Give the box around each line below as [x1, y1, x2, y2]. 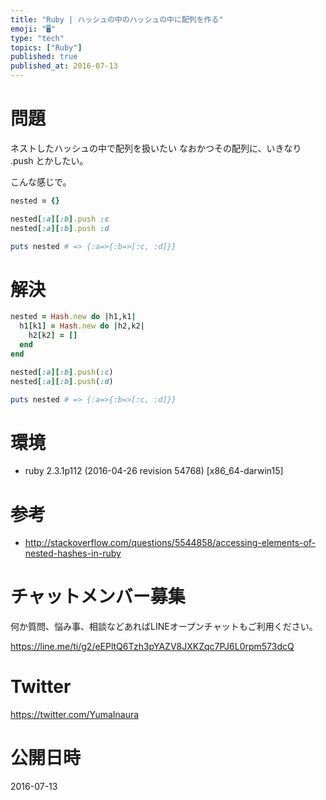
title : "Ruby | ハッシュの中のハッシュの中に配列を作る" [10, 14, 224, 25]
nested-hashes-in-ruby [24, 547, 122, 560]
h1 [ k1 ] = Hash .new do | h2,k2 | [19, 321, 145, 331]
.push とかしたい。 [10, 154, 89, 166]
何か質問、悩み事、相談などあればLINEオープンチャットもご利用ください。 [10, 621, 318, 633]
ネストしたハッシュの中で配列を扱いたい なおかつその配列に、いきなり [10, 142, 302, 154]
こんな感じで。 [10, 176, 72, 188]
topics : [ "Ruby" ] [10, 42, 83, 53]
